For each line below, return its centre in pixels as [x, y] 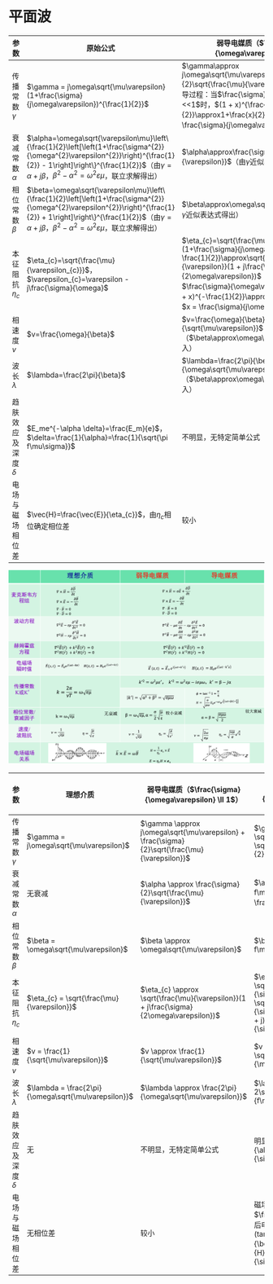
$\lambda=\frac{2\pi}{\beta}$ [76, 375]
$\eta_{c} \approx [169, 990]
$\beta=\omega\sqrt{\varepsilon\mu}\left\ [96, 190]
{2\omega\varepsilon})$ [180, 1016]
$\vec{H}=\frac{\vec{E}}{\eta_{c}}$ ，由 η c [95, 516]
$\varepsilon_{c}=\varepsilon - [78, 279]
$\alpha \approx [167, 884]
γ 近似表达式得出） [212, 214]
